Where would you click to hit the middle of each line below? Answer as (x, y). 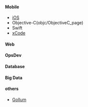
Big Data (14, 77)
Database (15, 66)
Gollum (19, 99)
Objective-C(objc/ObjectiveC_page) (48, 23)
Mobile (12, 7)
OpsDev (13, 55)
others (12, 89)
